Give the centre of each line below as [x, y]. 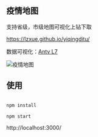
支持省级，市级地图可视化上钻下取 [49, 27]
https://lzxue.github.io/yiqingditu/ [48, 39]
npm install [21, 105]
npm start [19, 116]
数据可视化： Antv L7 [32, 51]
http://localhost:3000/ [34, 128]
